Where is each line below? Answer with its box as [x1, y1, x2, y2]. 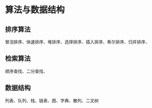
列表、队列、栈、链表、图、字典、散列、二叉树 [5, 97, 99, 103]
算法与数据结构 [5, 4, 65, 15]
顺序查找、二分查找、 [5, 68, 48, 74]
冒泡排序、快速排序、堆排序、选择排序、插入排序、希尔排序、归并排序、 [5, 39, 150, 45]
